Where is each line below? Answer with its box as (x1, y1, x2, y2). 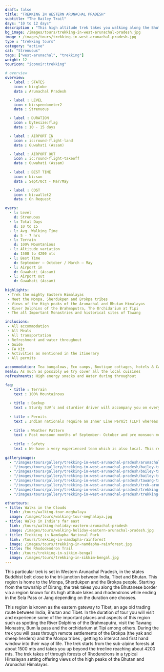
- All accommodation (7, 324, 49, 329)
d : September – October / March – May (14, 260, 93, 265)
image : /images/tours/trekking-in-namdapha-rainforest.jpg (9, 542, 132, 547)
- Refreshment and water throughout (7, 337, 82, 342)
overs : (5, 206, 19, 211)
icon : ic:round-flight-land (14, 138, 73, 143)
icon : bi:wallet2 (14, 192, 51, 197)
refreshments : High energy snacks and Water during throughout (5, 373, 137, 379)
